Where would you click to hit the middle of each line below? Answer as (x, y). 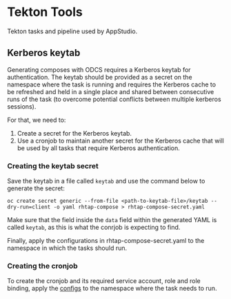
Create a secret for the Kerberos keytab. (74, 133)
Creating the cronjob (42, 266)
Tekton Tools (45, 12)
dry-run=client (29, 207)
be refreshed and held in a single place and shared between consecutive (111, 91)
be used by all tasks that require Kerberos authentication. (99, 148)
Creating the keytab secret (53, 165)
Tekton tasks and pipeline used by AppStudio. (72, 31)
